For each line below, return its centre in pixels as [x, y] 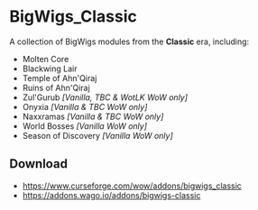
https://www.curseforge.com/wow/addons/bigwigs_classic [132, 186]
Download [38, 164]
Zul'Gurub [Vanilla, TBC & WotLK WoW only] [105, 97]
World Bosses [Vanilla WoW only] [84, 126]
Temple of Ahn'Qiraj [60, 78]
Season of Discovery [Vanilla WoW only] [97, 135]
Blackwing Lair [50, 68]
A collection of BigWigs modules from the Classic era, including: [129, 41]
